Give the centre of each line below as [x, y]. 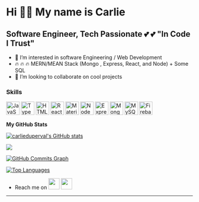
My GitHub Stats [27, 124]
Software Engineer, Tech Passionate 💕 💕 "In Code [98, 34]
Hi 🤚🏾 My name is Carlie [66, 12]
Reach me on [31, 187]
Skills [14, 92]
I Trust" [20, 43]
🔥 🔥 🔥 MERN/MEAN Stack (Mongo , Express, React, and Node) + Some [102, 64]
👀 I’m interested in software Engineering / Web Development [88, 57]
